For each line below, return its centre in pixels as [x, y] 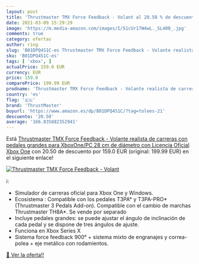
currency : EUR [24, 72]
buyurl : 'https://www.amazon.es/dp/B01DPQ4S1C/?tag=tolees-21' [86, 111]
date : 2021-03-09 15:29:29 [39, 23]
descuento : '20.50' [30, 116]
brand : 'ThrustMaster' [34, 105]
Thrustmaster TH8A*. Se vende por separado [70, 212]
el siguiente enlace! [30, 158]
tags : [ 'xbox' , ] [29, 61]
